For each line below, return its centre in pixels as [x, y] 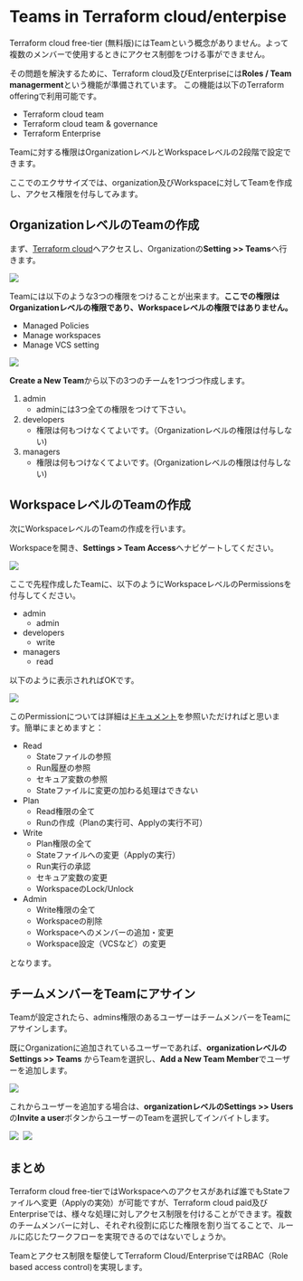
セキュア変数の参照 [72, 779]
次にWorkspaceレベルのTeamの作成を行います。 [100, 528]
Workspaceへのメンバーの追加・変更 [105, 932]
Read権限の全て [66, 811]
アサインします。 [41, 1029]
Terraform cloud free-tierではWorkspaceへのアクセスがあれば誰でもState [146, 1191]
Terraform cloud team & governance [90, 123]
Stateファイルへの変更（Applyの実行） [108, 854]
